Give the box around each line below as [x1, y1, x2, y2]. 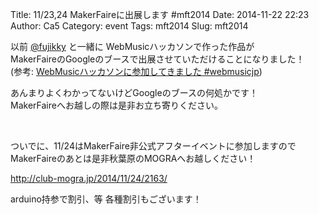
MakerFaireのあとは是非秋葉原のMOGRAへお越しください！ [10, 153, 257, 164]
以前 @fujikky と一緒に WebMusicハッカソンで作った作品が [10, 41, 255, 52]
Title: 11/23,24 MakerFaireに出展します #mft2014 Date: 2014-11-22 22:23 [10, 9, 310, 20]
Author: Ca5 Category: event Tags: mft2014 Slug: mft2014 [10, 20, 249, 32]
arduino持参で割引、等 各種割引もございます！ [10, 193, 202, 205]
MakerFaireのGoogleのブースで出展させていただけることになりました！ [10, 53, 305, 65]
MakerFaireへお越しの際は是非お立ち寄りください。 [10, 99, 223, 111]
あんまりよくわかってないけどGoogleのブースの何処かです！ [10, 87, 258, 98]
